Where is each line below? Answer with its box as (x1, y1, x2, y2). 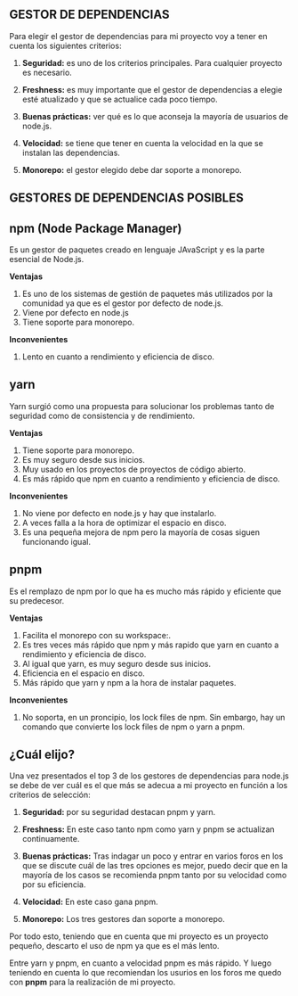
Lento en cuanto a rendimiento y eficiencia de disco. (21, 351, 215, 362)
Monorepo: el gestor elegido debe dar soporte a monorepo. (21, 164, 242, 175)
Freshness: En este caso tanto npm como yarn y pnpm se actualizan (21, 824, 275, 835)
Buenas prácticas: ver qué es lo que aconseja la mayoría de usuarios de (21, 111, 289, 121)
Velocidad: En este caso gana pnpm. (21, 896, 158, 908)
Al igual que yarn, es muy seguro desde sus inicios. (21, 658, 212, 669)
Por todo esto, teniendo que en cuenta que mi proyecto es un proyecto (9, 931, 269, 942)
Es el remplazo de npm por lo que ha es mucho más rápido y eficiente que (9, 586, 282, 597)
